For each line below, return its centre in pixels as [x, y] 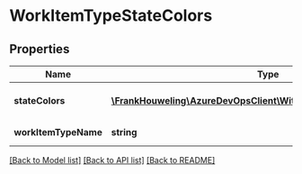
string [124, 132]
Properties [40, 49]
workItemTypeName [58, 132]
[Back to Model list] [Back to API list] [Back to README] [112, 160]
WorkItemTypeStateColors [111, 16]
